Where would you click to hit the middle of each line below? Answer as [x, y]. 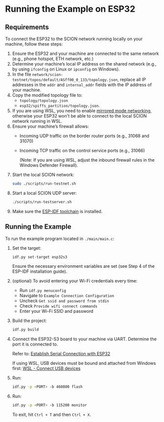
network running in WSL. [37, 121]
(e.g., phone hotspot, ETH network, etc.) [53, 59]
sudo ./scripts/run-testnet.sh [44, 184]
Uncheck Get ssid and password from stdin [64, 301]
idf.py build [25, 330]
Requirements [27, 27]
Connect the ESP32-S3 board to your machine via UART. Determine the [84, 339]
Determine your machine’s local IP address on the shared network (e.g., [84, 64]
